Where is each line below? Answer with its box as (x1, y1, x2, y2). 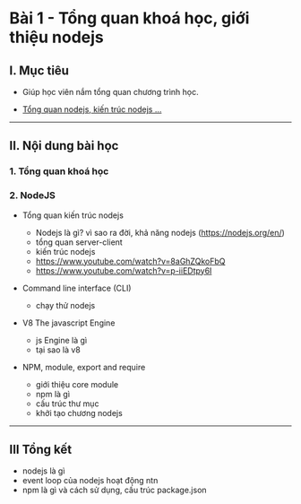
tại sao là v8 (35, 344, 81, 355)
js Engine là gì (35, 335, 88, 345)
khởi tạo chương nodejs (35, 407, 123, 418)
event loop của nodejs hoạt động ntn (21, 475, 159, 486)
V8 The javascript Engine (21, 317, 116, 328)
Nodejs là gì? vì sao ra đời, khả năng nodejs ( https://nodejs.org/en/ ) (35, 227, 285, 238)
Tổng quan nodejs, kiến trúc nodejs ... (21, 104, 162, 115)
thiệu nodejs (9, 27, 105, 48)
